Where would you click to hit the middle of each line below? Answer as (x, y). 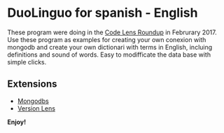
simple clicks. (27, 62)
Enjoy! (17, 122)
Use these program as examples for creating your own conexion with (107, 39)
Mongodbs (33, 101)
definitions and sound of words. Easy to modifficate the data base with (109, 55)
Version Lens (36, 108)
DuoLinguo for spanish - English (103, 13)
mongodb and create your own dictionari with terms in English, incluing (110, 47)
